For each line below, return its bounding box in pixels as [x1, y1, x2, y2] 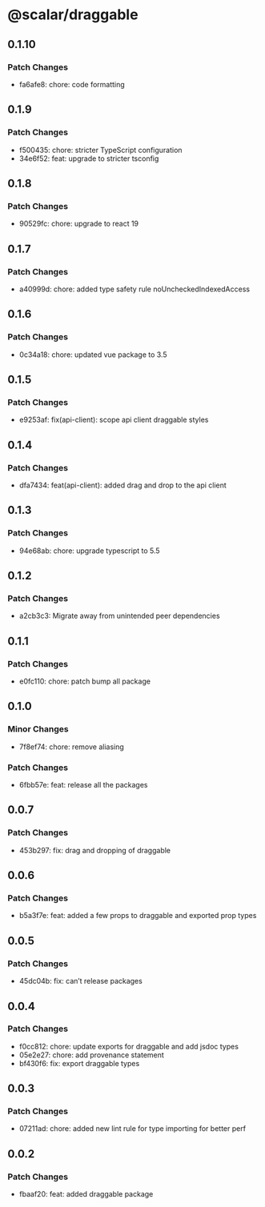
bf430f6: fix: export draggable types [18, 1058, 140, 1068]
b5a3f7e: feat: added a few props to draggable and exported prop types [18, 911, 257, 920]
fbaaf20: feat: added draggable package [18, 1189, 154, 1199]
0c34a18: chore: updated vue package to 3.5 [18, 350, 167, 359]
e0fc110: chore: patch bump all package [18, 676, 151, 686]
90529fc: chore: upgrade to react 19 [18, 219, 139, 229]
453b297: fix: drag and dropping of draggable [18, 845, 171, 855]
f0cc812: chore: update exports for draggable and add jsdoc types [18, 1041, 239, 1051]
